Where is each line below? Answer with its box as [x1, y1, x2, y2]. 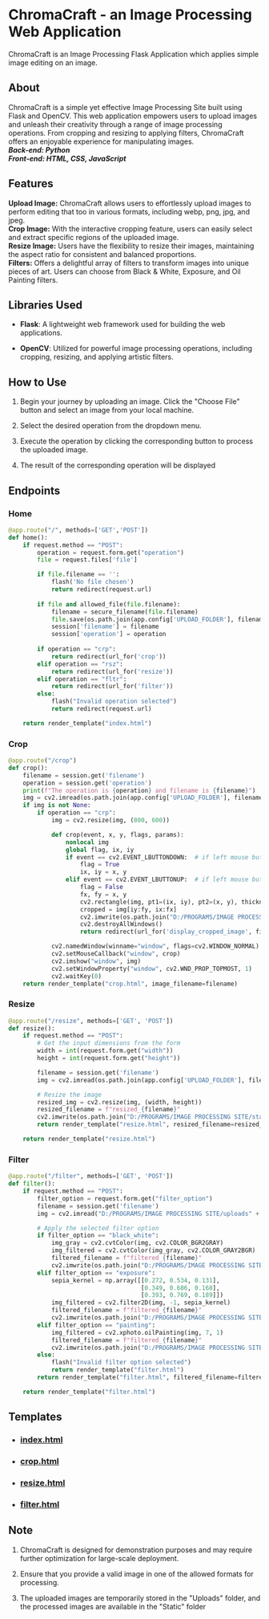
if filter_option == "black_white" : [37, 1231, 159, 1240]
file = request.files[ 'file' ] [37, 556, 138, 564]
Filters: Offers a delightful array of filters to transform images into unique [8, 258, 250, 267]
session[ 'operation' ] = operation [50, 630, 167, 638]
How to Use [8, 375, 67, 389]
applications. [19, 328, 62, 338]
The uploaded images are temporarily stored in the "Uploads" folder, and [19, 1592, 261, 1603]
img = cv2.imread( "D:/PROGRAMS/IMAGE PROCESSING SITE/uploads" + [37, 1209, 260, 1217]
